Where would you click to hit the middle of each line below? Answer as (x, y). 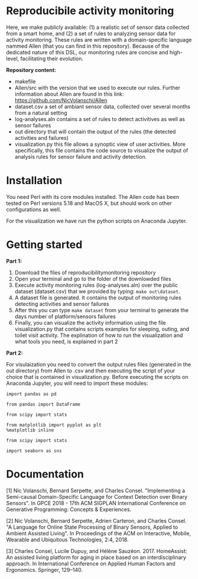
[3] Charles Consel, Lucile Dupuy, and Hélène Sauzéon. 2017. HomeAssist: (97, 551)
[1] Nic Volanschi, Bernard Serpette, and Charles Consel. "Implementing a (95, 490)
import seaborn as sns (34, 451)
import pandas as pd (32, 394)
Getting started (44, 245)
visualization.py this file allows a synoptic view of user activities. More (100, 144)
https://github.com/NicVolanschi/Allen (61, 100)
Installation (34, 181)
